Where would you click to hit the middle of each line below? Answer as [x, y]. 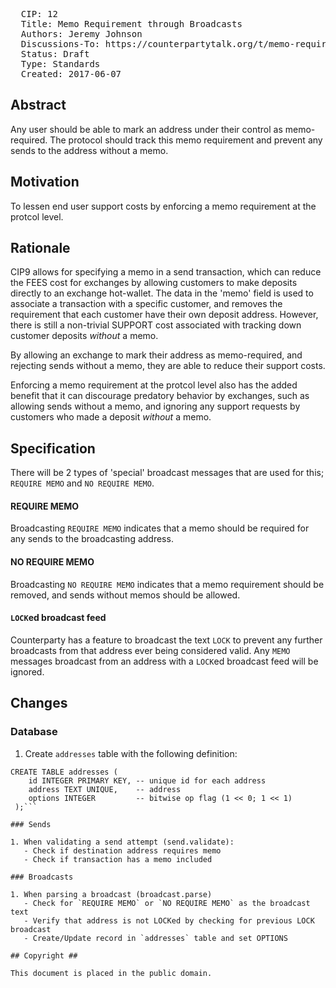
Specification [53, 448]
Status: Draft [55, 54]
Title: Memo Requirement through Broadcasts [131, 24]
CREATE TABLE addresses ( [64, 772]
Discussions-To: [60, 44]
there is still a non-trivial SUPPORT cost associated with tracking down [156, 325]
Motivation [45, 182]
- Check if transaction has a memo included [118, 859]
